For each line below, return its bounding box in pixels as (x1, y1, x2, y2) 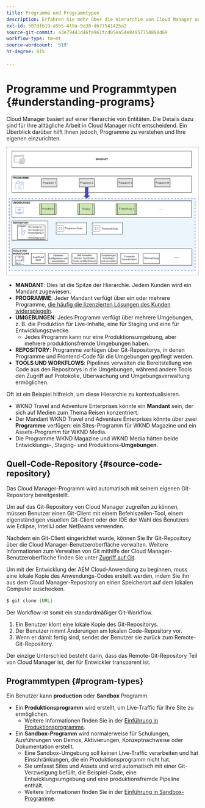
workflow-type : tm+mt (6, 35, 62, 42)
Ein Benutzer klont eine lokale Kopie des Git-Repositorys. (15, 621, 159, 628)
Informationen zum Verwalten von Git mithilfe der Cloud (6, 547, 146, 555)
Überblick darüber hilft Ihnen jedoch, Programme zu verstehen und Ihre (6, 128, 186, 136)
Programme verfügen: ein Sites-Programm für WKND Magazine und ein (15, 421, 196, 429)
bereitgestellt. (34, 491, 70, 498)
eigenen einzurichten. (6, 134, 61, 142)
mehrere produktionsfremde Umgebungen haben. (24, 340, 150, 347)
